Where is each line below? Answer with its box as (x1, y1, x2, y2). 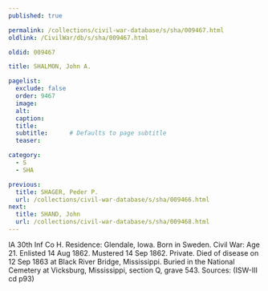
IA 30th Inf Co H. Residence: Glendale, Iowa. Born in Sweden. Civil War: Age (8, 240, 261, 249)
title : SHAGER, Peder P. (15, 188, 99, 196)
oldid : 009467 (8, 48, 56, 56)
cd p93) (8, 273, 35, 283)
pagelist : (8, 77, 42, 85)
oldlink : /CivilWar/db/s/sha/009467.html (8, 34, 149, 42)
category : (8, 152, 42, 160)
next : (8, 203, 26, 211)
